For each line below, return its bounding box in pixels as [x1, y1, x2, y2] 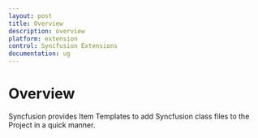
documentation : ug [8, 50, 71, 58]
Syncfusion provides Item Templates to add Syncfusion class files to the [8, 111, 250, 121]
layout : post [8, 11, 53, 20]
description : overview [8, 27, 85, 35]
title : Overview [8, 19, 63, 28]
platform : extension [8, 34, 79, 43]
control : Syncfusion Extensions [8, 42, 118, 50]
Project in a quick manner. [8, 119, 96, 130]
